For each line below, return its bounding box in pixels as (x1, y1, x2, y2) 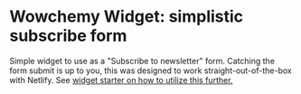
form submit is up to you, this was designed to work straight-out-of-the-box (9, 65, 292, 76)
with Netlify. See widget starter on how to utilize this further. (9, 74, 233, 85)
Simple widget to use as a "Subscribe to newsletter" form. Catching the (9, 55, 276, 66)
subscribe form (9, 25, 127, 46)
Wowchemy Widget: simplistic (9, 6, 244, 27)
